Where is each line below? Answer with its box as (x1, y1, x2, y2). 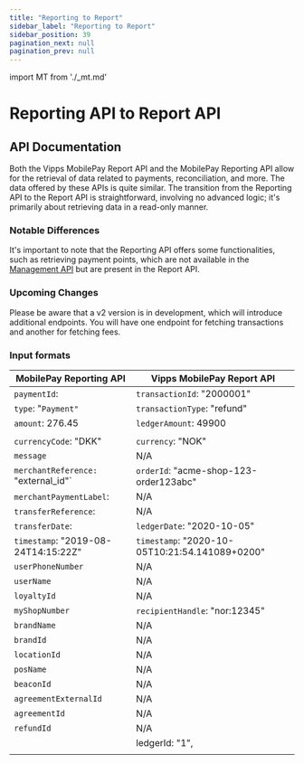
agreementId (14, 709, 66, 719)
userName (14, 576, 52, 587)
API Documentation (9, 139, 122, 155)
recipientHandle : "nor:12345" (135, 605, 265, 618)
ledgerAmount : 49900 (135, 417, 226, 429)
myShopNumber (14, 606, 71, 616)
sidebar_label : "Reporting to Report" (9, 22, 156, 31)
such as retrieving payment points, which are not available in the (9, 254, 250, 265)
